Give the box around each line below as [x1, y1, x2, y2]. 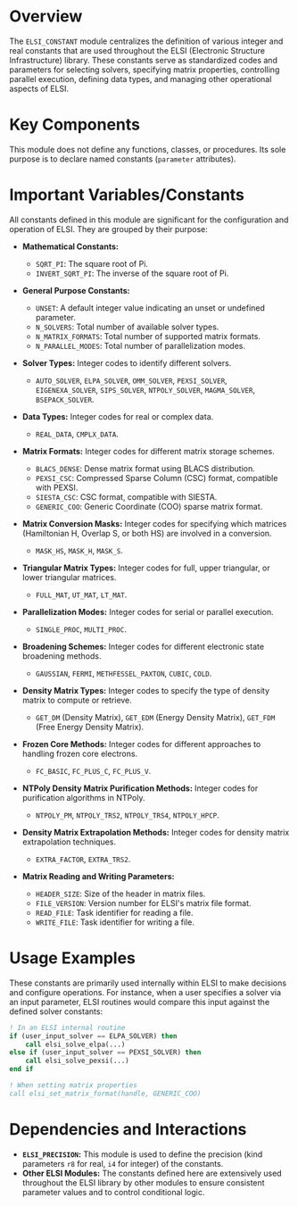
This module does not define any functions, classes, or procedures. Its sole [9, 144, 286, 154]
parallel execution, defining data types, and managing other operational [9, 73, 272, 84]
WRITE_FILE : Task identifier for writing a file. [35, 917, 195, 927]
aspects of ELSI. [9, 83, 70, 94]
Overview [9, 6, 83, 27]
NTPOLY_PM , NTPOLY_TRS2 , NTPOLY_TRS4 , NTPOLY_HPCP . [35, 810, 220, 820]
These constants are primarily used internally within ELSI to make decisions [9, 977, 287, 988]
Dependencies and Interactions [9, 1119, 247, 1139]
